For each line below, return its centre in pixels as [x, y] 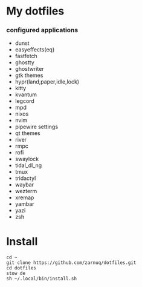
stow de [16, 274]
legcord [24, 101]
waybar [24, 185]
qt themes [27, 133]
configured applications [42, 30]
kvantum [26, 94]
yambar [24, 204]
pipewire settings [37, 127]
